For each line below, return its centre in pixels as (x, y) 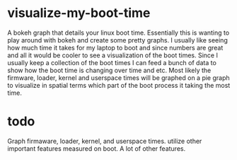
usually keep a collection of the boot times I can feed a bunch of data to (112, 62)
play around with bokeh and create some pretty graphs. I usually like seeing (117, 40)
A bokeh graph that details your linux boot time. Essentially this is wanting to (118, 33)
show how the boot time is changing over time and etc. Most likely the (109, 70)
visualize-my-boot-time (79, 13)
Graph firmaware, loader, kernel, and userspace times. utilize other (105, 141)
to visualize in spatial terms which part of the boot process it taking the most (119, 85)
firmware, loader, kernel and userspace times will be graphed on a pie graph (118, 78)
